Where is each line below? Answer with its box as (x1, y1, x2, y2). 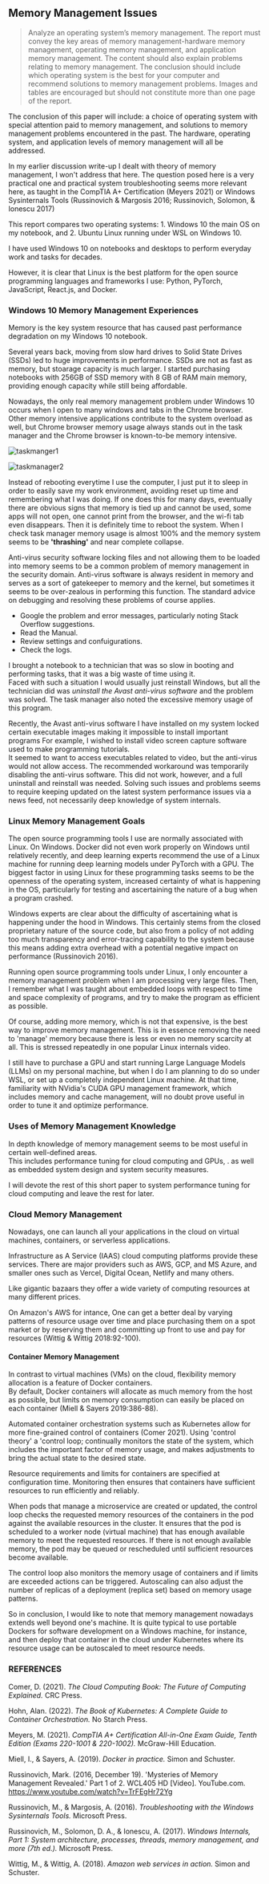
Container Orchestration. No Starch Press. (8, 1714, 148, 1724)
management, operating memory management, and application (27, 44, 236, 55)
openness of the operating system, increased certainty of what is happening (8, 877, 261, 886)
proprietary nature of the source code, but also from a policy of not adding (8, 926, 255, 936)
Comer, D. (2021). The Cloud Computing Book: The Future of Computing (8, 1682, 247, 1691)
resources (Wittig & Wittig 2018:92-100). (8, 1333, 142, 1343)
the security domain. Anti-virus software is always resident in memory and (8, 570, 254, 580)
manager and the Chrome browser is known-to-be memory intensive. (8, 431, 238, 441)
